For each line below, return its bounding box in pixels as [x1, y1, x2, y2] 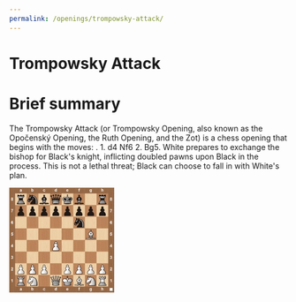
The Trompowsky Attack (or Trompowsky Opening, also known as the [9, 123, 263, 133]
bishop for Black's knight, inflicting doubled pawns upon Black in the [9, 151, 259, 162]
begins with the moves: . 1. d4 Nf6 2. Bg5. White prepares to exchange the [9, 141, 280, 152]
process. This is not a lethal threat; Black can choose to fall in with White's [9, 160, 280, 171]
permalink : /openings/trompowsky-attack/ [9, 14, 164, 23]
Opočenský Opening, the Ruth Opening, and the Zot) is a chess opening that [9, 132, 287, 143]
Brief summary [9, 94, 121, 114]
